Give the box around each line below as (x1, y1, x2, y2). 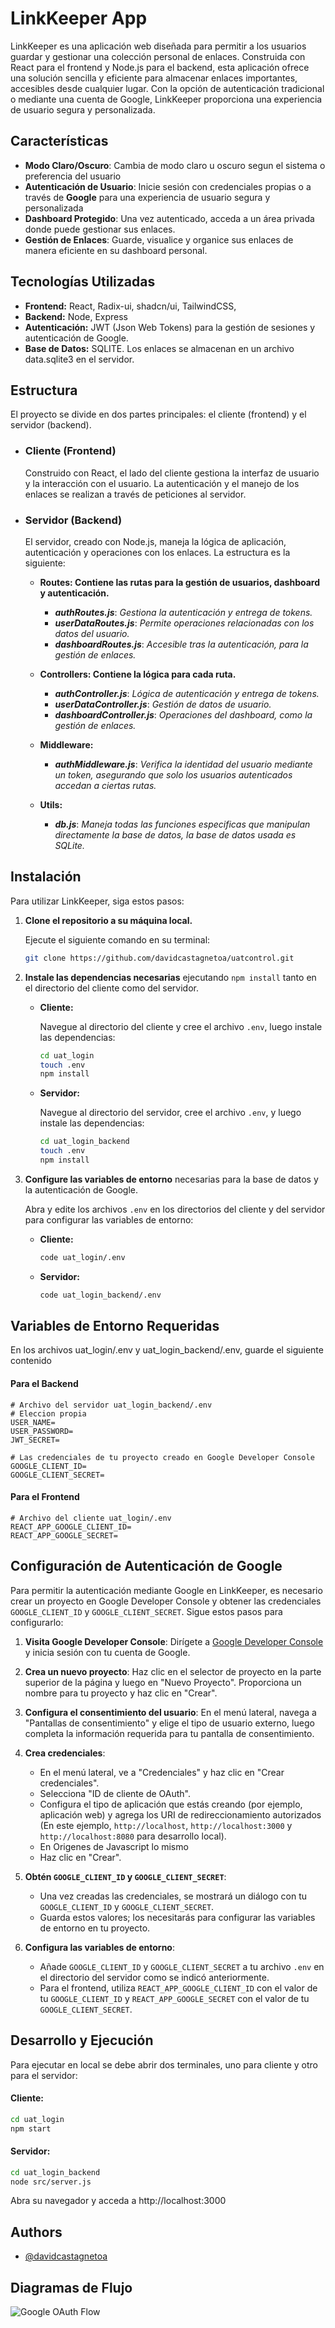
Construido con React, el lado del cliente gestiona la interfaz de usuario (24, 467, 320, 479)
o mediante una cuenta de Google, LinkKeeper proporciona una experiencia (10, 93, 323, 105)
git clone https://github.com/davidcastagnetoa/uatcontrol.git (24, 953, 295, 963)
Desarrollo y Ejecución (10, 2032, 154, 2049)
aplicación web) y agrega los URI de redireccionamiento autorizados (39, 1808, 322, 1821)
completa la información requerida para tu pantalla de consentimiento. (24, 1727, 315, 1739)
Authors (10, 2223, 63, 2241)
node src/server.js (10, 2177, 92, 2187)
